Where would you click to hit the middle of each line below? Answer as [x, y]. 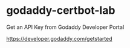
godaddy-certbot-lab [61, 10]
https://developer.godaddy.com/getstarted [60, 38]
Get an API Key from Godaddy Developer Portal [65, 27]
